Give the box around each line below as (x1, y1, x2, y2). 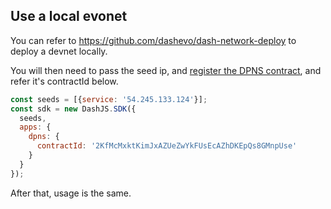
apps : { (19, 122, 52, 133)
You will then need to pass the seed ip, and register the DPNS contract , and (10, 64, 322, 76)
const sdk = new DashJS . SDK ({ (10, 104, 137, 114)
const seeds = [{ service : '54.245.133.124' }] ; (10, 94, 208, 104)
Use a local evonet (10, 8, 128, 25)
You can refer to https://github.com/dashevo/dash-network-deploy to (10, 34, 297, 46)
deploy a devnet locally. (10, 45, 108, 57)
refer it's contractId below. (10, 75, 119, 87)
